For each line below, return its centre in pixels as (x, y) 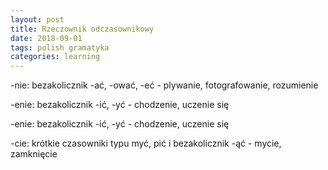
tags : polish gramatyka (60, 47)
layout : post (37, 19)
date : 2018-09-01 (46, 38)
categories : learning (55, 57)
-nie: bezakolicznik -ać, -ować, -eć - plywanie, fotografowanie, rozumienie (164, 85)
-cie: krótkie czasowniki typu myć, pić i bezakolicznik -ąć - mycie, (146, 143)
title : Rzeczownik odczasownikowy (82, 29)
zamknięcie (34, 154)
